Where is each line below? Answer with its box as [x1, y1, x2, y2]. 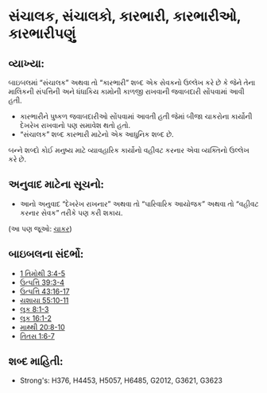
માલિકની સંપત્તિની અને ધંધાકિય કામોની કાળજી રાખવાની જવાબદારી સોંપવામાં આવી [8, 87, 245, 96]
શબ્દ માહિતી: [8, 355, 64, 368]
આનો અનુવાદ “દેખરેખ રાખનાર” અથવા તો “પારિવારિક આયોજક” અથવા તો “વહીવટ [19, 199, 259, 208]
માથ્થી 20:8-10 [19, 322, 65, 332]
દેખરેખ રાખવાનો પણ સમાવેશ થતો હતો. [19, 121, 131, 130]
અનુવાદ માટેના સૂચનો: [8, 178, 105, 192]
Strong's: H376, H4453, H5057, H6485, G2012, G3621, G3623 [19, 375, 222, 385]
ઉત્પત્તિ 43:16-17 [19, 286, 70, 296]
